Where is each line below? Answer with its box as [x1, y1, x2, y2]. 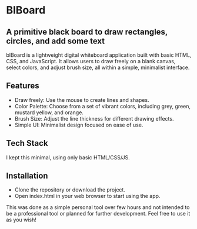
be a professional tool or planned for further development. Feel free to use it [6, 210, 191, 217]
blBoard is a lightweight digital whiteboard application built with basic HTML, [6, 52, 192, 59]
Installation [6, 171, 48, 181]
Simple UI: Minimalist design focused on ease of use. [14, 121, 143, 128]
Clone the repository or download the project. [14, 186, 125, 193]
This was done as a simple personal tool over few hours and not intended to [6, 204, 190, 211]
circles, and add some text [6, 36, 105, 46]
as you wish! [6, 216, 36, 223]
